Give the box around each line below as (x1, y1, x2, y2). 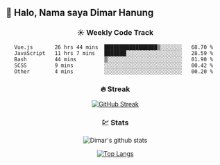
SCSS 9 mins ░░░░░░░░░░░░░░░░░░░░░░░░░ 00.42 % (14, 62, 214, 69)
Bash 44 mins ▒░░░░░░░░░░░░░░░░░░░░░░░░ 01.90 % (14, 56, 214, 63)
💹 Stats (101, 118, 129, 127)
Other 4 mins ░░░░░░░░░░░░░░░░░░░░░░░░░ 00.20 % (14, 68, 214, 75)
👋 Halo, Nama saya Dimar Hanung (6, 7, 154, 19)
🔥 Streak (100, 84, 130, 94)
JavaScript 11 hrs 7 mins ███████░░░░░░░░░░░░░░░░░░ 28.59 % (14, 49, 214, 56)
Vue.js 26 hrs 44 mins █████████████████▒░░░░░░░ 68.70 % (14, 43, 214, 51)
